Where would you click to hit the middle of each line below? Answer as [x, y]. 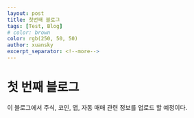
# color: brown [29, 32]
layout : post [26, 13]
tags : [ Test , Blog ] [35, 26]
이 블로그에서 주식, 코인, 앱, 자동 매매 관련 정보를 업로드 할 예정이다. [97, 107]
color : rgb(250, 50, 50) [43, 39]
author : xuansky [30, 45]
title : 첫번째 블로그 [34, 20]
